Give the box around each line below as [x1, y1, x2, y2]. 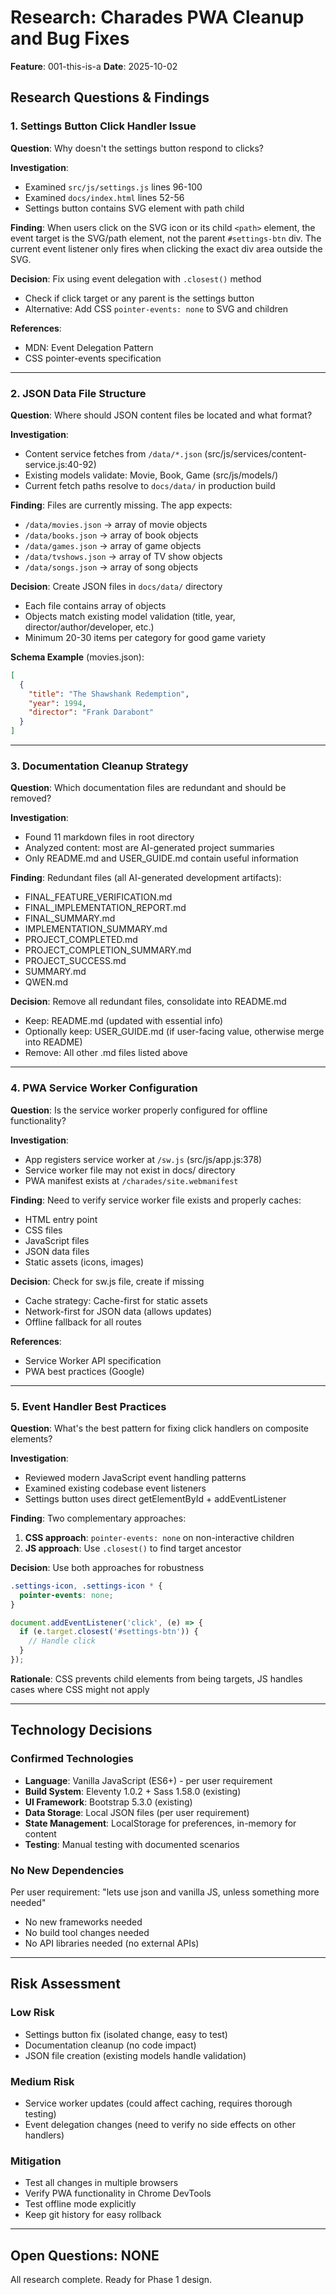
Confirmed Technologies [10, 1752, 134, 1766]
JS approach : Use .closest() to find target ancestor [24, 1542, 242, 1554]
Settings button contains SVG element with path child [24, 202, 245, 214]
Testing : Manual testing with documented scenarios [24, 1838, 240, 1850]
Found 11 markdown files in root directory [24, 831, 195, 843]
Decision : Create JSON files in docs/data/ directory [10, 580, 223, 592]
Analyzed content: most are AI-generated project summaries [24, 842, 275, 854]
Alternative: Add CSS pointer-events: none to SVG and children [24, 302, 289, 315]
